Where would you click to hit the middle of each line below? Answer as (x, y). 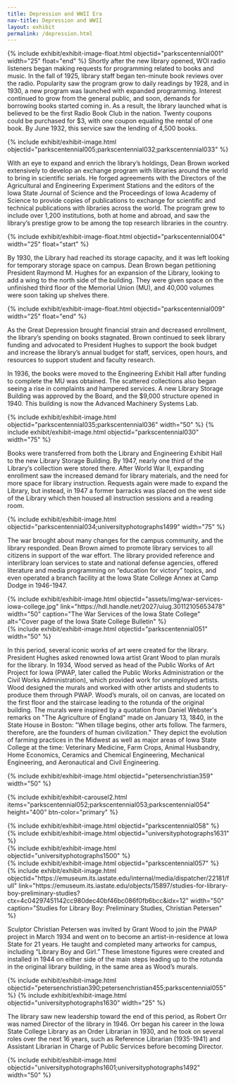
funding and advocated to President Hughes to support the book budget (112, 345)
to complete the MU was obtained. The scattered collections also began (112, 381)
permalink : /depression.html (50, 33)
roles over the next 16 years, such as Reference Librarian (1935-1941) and (114, 1039)
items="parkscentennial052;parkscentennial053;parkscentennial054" (109, 805)
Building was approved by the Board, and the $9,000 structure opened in (113, 396)
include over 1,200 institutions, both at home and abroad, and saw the (108, 216)
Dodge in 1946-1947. (37, 585)
